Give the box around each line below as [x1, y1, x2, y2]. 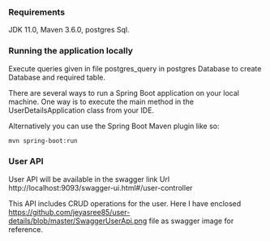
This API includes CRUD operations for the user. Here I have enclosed [8, 198, 242, 209]
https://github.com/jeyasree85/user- [8, 207, 131, 217]
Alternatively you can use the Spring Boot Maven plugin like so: [8, 121, 220, 131]
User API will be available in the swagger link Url [8, 174, 170, 184]
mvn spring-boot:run [8, 136, 79, 144]
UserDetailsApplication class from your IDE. [8, 105, 155, 115]
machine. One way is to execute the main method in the [8, 97, 195, 106]
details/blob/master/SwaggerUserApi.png [8, 216, 148, 226]
